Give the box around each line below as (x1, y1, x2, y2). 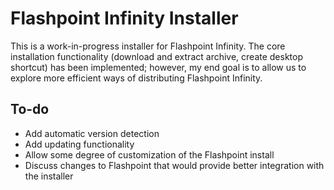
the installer (24, 170, 74, 182)
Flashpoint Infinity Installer (10, 7, 239, 30)
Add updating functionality (24, 138, 135, 150)
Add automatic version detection (24, 127, 160, 139)
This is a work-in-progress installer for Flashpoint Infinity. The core (10, 40, 286, 52)
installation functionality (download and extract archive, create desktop (10, 50, 304, 62)
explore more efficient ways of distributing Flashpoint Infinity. (10, 72, 263, 84)
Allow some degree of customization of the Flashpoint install (24, 148, 275, 161)
